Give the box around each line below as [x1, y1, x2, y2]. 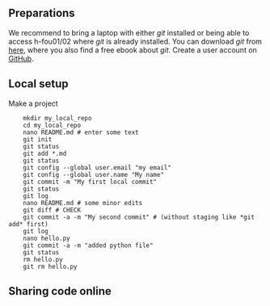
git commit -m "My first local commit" [23, 178, 158, 186]
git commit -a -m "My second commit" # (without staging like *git [23, 213, 255, 221]
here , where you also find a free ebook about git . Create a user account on [8, 44, 257, 55]
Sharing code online [8, 284, 112, 298]
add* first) [8, 220, 49, 228]
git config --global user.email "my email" [23, 163, 172, 172]
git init [23, 135, 53, 144]
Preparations [8, 6, 75, 20]
